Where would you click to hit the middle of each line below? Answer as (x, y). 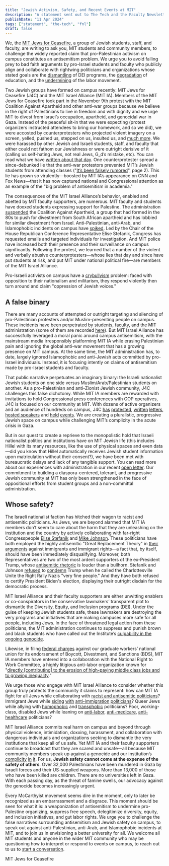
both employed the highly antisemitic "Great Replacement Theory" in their (82, 543)
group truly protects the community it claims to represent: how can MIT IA (82, 690)
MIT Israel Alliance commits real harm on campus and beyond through (78, 727)
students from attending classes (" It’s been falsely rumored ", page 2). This (82, 170)
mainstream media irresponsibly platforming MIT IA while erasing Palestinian (84, 341)
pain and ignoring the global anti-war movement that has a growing (75, 346)
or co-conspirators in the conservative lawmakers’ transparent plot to (77, 601)
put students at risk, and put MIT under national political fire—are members (83, 260)
